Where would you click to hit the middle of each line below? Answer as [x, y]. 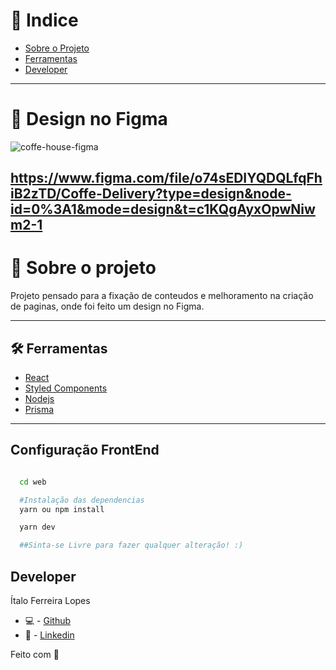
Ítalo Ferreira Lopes [50, 601]
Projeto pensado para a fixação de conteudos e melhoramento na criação [162, 296]
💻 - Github [48, 621]
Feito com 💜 [35, 655]
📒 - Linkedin [49, 635]
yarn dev [37, 527]
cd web [33, 482]
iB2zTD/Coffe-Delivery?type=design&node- [151, 194]
